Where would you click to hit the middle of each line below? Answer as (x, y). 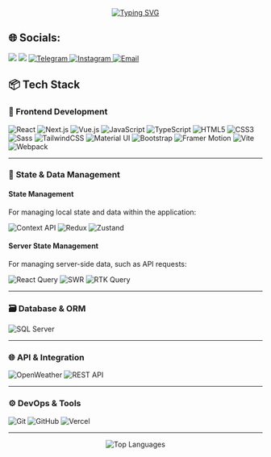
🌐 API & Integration (46, 358)
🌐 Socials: (35, 38)
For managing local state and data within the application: (102, 212)
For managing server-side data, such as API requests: (98, 264)
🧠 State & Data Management (65, 175)
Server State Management (54, 246)
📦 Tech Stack (44, 85)
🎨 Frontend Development (58, 112)
